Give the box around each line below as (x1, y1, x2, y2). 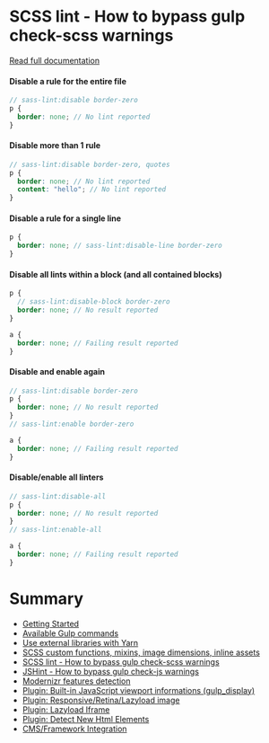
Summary (9, 588, 83, 608)
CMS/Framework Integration (22, 723, 127, 734)
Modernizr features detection (22, 676, 131, 686)
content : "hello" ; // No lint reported (17, 185, 167, 194)
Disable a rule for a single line (9, 213, 122, 224)
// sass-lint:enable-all (9, 526, 102, 535)
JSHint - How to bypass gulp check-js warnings (22, 666, 200, 677)
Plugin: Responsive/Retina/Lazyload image (22, 694, 180, 705)
